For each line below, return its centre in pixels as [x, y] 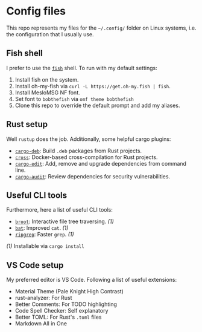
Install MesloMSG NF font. [47, 93]
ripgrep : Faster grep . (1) [44, 235]
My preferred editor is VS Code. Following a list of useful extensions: [92, 280]
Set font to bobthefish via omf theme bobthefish [74, 99]
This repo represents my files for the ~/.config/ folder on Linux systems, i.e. [101, 28]
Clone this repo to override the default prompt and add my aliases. [97, 105]
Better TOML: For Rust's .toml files [58, 317]
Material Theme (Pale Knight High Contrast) [69, 291]
